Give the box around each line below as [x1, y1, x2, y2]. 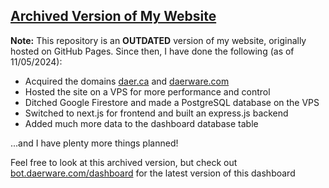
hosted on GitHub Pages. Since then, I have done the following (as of [10, 45, 295, 57]
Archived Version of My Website [10, 8, 217, 25]
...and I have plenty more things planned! [10, 137, 179, 149]
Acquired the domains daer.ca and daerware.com [24, 75, 230, 87]
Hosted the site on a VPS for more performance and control [24, 85, 271, 98]
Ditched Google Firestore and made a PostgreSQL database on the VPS [24, 96, 320, 108]
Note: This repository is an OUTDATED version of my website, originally [10, 34, 307, 46]
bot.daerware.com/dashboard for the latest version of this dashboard [10, 167, 296, 179]
